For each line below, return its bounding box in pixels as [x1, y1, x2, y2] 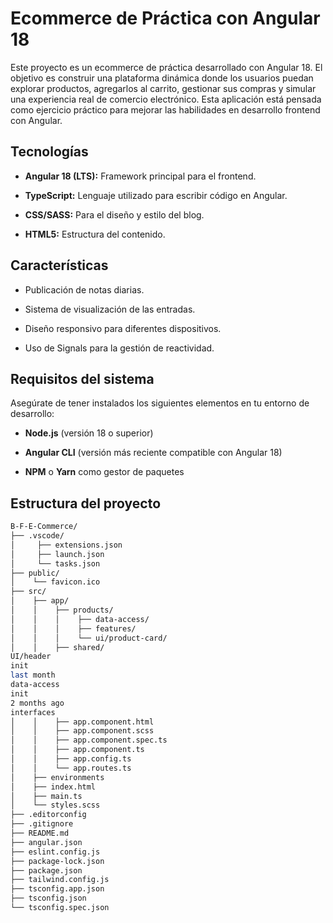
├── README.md [10, 828, 70, 839]
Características [10, 257, 109, 274]
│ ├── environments [10, 772, 105, 782]
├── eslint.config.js [10, 847, 101, 857]
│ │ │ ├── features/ [10, 623, 137, 634]
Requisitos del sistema [10, 370, 155, 387]
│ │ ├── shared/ [10, 642, 105, 652]
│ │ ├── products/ [10, 605, 114, 616]
